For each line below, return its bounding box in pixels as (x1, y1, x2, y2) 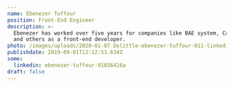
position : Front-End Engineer (7, 17, 95, 24)
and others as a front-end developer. (13, 36, 127, 43)
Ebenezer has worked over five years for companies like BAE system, (13, 29, 219, 37)
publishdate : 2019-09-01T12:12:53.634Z (7, 49, 123, 56)
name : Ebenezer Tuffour (7, 10, 77, 17)
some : (7, 55, 23, 62)
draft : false (7, 68, 45, 75)
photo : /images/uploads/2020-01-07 (7, 42, 111, 49)
